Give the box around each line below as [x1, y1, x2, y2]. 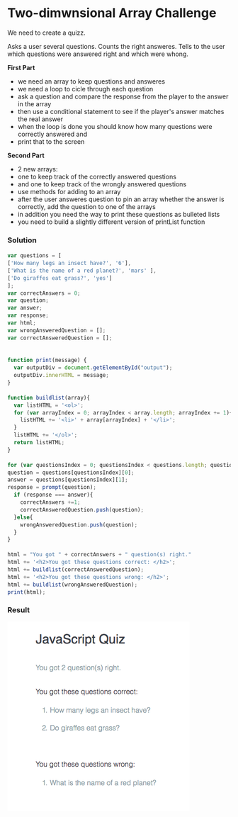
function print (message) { [7, 356, 87, 364]
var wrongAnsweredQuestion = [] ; [7, 327, 106, 334]
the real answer [17, 115, 64, 123]
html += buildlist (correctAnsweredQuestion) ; [7, 565, 144, 573]
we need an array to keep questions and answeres [17, 77, 165, 86]
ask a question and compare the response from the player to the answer [17, 92, 229, 101]
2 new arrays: [17, 164, 58, 173]
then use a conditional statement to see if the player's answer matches [17, 107, 225, 115]
